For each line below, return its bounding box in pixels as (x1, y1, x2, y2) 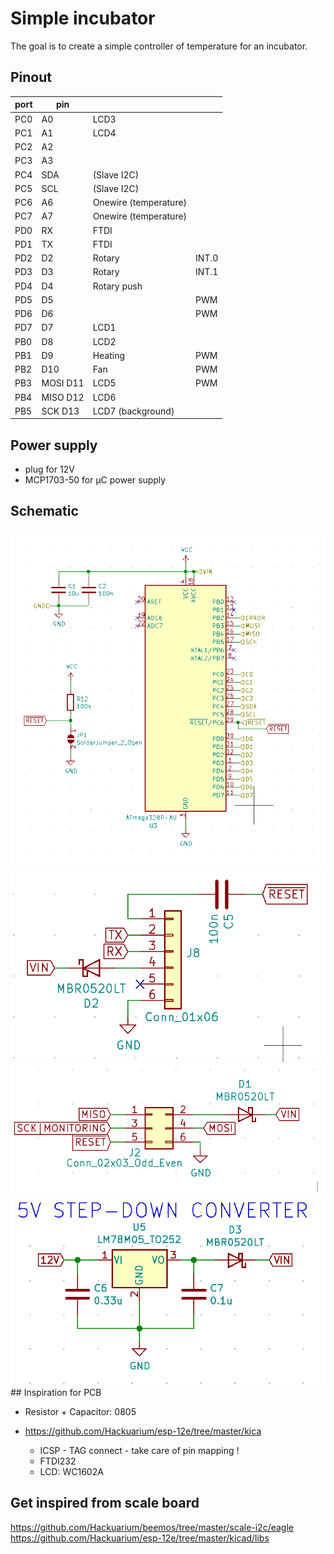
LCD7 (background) (92, 405, 175, 417)
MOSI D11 (41, 377, 85, 389)
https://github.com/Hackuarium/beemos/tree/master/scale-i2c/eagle (10, 1521, 295, 1533)
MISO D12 (41, 391, 85, 403)
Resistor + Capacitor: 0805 (24, 1406, 137, 1417)
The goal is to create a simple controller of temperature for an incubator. (10, 40, 308, 52)
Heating (92, 349, 126, 361)
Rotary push (92, 280, 143, 292)
